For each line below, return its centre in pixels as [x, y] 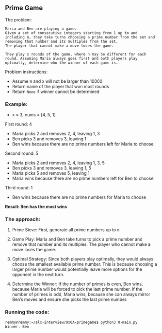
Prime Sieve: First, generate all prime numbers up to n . [66, 230]
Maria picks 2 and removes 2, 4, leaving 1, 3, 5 [58, 163]
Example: [16, 104]
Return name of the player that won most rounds [60, 86]
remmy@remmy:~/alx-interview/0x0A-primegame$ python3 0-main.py [71, 322]
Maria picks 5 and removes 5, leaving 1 [51, 173]
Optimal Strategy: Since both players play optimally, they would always [83, 259]
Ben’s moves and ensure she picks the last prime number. [70, 299]
